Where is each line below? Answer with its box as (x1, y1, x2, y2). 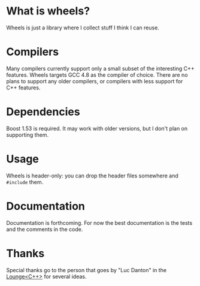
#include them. (6, 178, 44, 185)
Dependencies (6, 105, 80, 119)
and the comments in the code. (6, 225, 83, 233)
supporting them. (6, 131, 49, 139)
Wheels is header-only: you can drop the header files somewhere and (6, 172, 178, 179)
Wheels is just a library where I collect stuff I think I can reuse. (6, 24, 160, 31)
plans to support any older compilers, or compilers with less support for (6, 77, 183, 85)
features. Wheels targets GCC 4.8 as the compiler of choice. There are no (6, 71, 188, 79)
